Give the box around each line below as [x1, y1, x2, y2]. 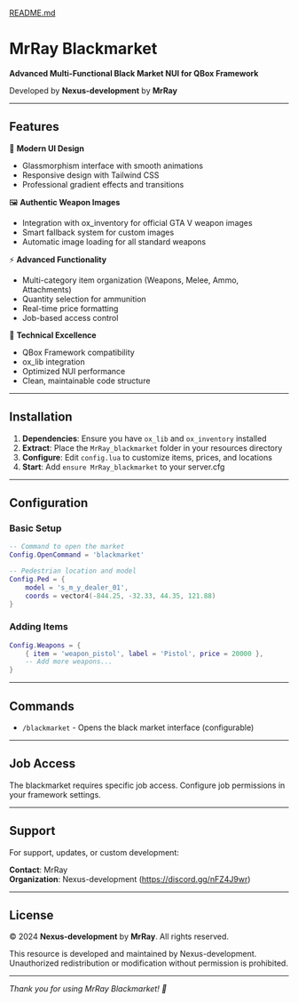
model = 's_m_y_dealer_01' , [25, 582, 129, 592]
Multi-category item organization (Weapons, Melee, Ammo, [21, 275, 239, 285]
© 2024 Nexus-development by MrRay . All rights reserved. [9, 931, 229, 942]
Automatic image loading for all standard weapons [21, 236, 207, 247]
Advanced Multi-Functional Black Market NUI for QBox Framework [9, 68, 259, 78]
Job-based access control [21, 312, 119, 323]
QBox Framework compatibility [21, 347, 135, 357]
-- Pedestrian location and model [9, 566, 137, 575]
